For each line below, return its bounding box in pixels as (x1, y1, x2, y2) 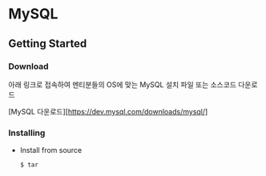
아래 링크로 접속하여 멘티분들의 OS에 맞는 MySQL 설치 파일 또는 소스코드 (8, 79, 237, 89)
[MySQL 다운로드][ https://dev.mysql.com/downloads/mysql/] (8, 106, 208, 116)
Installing (8, 127, 46, 138)
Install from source (19, 146, 83, 155)
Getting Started (8, 37, 87, 50)
